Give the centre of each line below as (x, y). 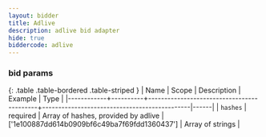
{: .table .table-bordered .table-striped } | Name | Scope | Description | (125, 90)
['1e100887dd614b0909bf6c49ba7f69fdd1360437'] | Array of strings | (124, 124)
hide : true (26, 38)
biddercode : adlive (41, 45)
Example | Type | (36, 99)
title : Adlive (32, 23)
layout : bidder (34, 16)
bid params (31, 73)
